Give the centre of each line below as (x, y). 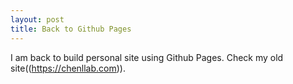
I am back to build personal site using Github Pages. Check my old (147, 57)
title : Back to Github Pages (71, 29)
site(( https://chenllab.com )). (68, 68)
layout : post (37, 19)
